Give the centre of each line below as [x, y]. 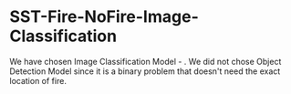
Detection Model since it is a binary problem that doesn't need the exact [145, 71]
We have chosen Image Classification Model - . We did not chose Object [145, 61]
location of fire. [38, 80]
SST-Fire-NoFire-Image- [104, 17]
